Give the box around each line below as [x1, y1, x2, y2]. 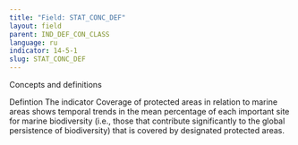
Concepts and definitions [9, 80, 103, 90]
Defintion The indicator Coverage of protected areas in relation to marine [9, 97, 278, 107]
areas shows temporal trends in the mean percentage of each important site [9, 107, 290, 116]
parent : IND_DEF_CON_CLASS [9, 30, 110, 38]
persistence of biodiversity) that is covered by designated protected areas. [9, 125, 285, 135]
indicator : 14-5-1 [9, 47, 78, 55]
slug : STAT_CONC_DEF [9, 55, 87, 64]
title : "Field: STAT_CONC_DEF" [9, 13, 126, 22]
